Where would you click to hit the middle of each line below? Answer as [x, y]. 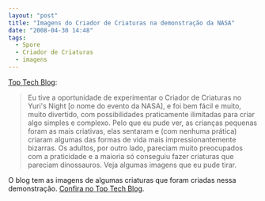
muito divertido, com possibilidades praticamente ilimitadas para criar [141, 114]
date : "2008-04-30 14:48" [51, 30]
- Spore [28, 45]
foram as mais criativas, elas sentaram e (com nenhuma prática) [132, 131]
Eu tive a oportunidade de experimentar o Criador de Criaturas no [134, 97]
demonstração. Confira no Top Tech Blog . [76, 188]
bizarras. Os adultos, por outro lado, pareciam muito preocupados [135, 148]
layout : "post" [33, 15]
